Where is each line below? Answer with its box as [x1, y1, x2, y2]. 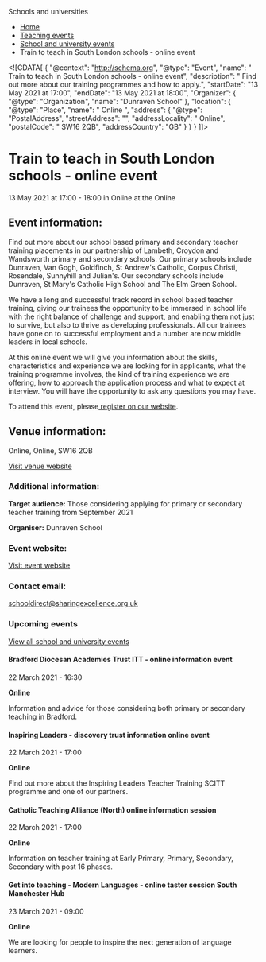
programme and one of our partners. [8, 787, 129, 797]
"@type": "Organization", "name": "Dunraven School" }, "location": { [8, 97, 232, 106]
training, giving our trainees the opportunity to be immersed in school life [8, 303, 248, 312]
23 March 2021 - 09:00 [8, 906, 85, 916]
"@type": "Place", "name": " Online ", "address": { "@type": [8, 105, 202, 114]
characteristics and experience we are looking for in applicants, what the [8, 361, 246, 370]
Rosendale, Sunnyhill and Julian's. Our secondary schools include [8, 270, 224, 281]
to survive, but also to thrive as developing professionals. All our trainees [8, 320, 247, 329]
